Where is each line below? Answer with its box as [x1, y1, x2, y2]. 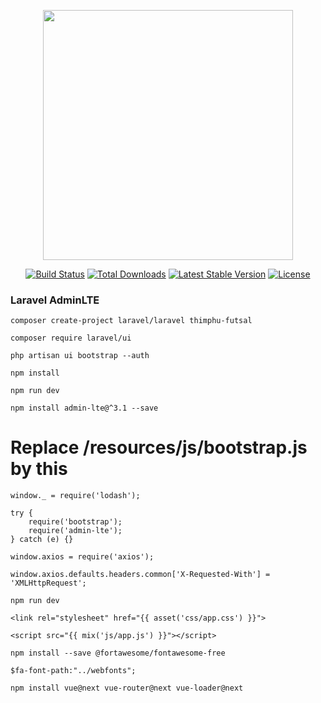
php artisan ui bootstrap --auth [10, 351, 150, 361]
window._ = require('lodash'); [10, 491, 141, 501]
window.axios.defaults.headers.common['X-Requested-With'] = [10, 570, 271, 580]
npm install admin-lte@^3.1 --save [10, 403, 159, 414]
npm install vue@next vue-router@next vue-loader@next [10, 683, 244, 694]
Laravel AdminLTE [10, 293, 100, 307]
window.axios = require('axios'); [10, 552, 155, 562]
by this [10, 458, 68, 480]
